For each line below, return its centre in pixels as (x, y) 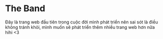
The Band (25, 9)
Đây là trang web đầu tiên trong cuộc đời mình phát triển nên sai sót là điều (81, 22)
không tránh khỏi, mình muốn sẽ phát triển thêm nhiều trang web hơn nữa (80, 27)
